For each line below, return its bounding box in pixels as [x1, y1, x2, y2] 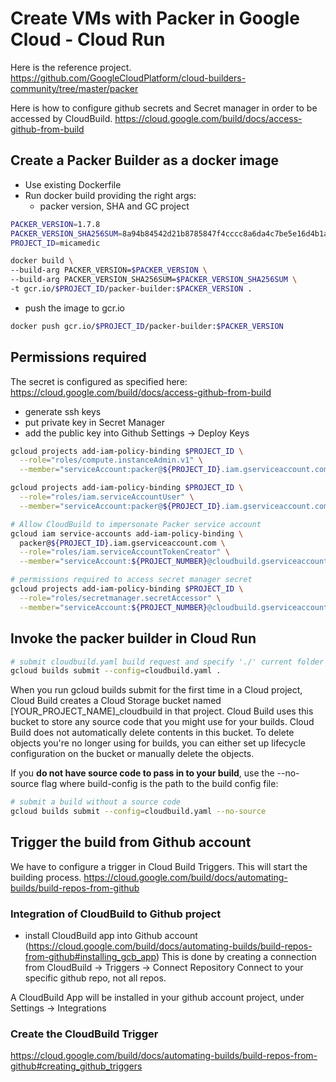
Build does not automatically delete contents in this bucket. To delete [10, 727, 295, 739]
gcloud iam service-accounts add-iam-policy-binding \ [10, 528, 244, 539]
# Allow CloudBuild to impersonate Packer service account [10, 519, 262, 529]
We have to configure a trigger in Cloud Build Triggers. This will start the [10, 860, 308, 872]
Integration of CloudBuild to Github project [10, 907, 222, 921]
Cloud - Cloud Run [10, 28, 166, 51]
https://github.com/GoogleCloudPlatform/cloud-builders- [10, 72, 247, 84]
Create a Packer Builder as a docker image [10, 152, 280, 169]
